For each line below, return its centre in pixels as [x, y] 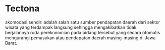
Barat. [11, 43]
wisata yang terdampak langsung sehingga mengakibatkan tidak [71, 27]
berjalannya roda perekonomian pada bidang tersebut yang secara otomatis [82, 32]
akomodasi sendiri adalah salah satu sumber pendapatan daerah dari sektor [82, 22]
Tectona [22, 9]
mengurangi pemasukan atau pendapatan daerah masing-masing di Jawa [81, 38]
